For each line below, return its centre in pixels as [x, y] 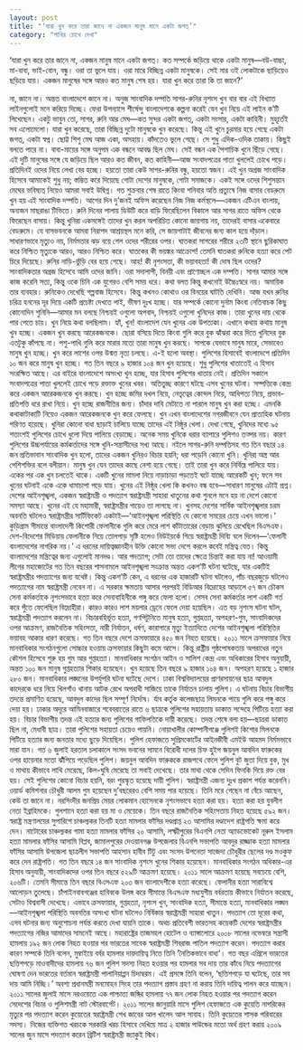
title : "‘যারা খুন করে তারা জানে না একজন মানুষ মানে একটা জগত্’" [103, 26]
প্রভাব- [276, 393]
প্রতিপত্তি [19, 404]
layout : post [34, 18]
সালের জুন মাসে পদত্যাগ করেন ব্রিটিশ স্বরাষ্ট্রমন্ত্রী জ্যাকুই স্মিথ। [85, 1035]
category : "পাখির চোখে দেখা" [54, 34]
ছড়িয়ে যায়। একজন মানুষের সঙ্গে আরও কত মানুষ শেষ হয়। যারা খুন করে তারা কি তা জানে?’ [126, 80]
